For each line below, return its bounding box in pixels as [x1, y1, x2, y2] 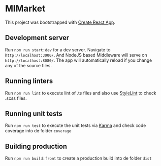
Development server [5, 34, 69, 42]
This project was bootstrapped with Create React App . [5, 19, 116, 25]
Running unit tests [5, 109, 63, 118]
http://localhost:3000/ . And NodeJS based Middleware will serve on [5, 52, 148, 58]
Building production [5, 142, 67, 151]
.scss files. [5, 95, 27, 101]
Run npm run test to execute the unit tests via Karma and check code [5, 123, 146, 128]
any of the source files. [5, 62, 52, 68]
